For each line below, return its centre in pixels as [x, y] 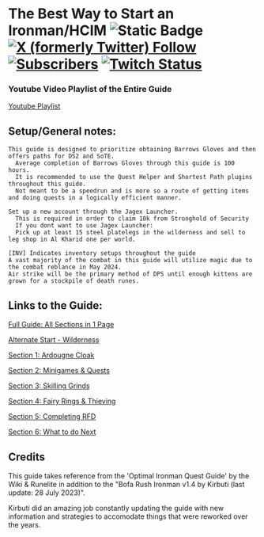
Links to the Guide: [55, 305]
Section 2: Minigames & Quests [59, 371]
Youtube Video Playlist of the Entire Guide [90, 89]
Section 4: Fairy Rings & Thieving [62, 402]
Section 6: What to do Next [52, 432]
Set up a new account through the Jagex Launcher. [93, 212]
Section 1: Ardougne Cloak [51, 355]
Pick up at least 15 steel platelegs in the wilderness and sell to [130, 233]
